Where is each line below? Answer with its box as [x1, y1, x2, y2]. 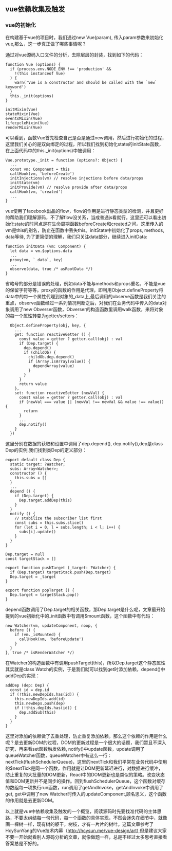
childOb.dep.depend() [28, 354, 74, 359]
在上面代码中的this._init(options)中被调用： [5, 147, 96, 153]
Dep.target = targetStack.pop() [10, 592, 80, 597]
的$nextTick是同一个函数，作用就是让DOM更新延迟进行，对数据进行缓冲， [5, 765, 163, 771]
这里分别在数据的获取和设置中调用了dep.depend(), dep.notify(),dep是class [5, 440, 163, 446]
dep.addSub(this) [18, 710, 56, 715]
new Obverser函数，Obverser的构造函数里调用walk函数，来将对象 [23, 306, 163, 312]
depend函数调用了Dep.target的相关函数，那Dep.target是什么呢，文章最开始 [5, 606, 165, 612]
